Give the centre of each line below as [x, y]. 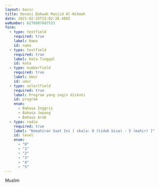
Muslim [12, 180]
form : [10, 28]
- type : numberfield [30, 68]
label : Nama [26, 41]
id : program [26, 100]
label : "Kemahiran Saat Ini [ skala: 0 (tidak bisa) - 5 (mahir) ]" [84, 131]
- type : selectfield [30, 86]
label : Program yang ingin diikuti [50, 95]
